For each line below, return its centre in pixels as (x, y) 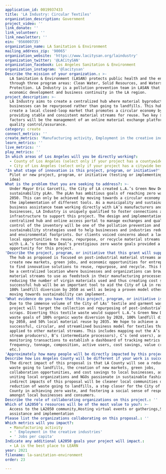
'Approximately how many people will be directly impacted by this (76, 354)
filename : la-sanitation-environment (44, 455)
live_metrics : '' (23, 148)
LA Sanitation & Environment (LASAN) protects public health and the (83, 79)
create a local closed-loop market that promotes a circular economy (83, 111)
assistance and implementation (42, 414)
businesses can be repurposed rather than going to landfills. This (82, 106)
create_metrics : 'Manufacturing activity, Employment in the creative (79, 138)
